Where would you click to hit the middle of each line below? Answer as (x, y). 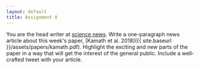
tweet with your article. (53, 59)
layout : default (26, 12)
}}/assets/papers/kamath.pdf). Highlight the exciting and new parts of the (97, 47)
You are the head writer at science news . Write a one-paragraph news (93, 34)
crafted (15, 59)
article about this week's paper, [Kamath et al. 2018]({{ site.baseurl (89, 40)
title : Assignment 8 (32, 17)
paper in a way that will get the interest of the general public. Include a (93, 53)
